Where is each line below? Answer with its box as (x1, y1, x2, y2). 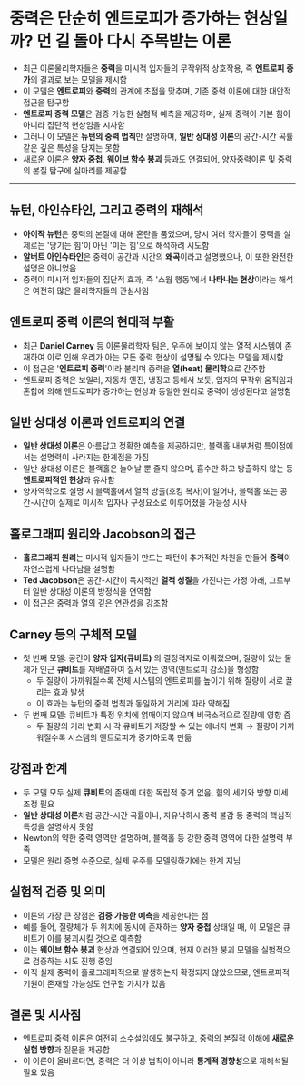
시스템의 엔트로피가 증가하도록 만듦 (67, 732, 192, 743)
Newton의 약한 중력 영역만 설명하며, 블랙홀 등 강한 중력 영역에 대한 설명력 (22, 832, 284, 843)
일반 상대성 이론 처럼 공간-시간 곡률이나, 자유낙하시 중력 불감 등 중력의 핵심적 (22, 809, 292, 820)
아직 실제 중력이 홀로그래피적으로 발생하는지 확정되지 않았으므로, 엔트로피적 (22, 966, 290, 977)
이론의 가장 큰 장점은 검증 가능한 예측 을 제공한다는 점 (22, 910, 209, 921)
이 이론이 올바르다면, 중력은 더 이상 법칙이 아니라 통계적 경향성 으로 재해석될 (22, 1055, 289, 1067)
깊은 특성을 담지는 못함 (39, 142, 121, 153)
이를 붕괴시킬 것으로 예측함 (46, 933, 143, 943)
